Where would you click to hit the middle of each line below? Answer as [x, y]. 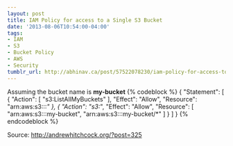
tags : [15, 33]
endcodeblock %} [33, 121]
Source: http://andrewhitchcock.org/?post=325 [75, 135]
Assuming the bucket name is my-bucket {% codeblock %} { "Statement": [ [116, 92]
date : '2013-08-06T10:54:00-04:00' [59, 26]
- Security [23, 65]
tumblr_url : [24, 72]
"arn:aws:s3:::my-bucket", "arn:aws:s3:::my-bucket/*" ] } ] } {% [98, 114]
